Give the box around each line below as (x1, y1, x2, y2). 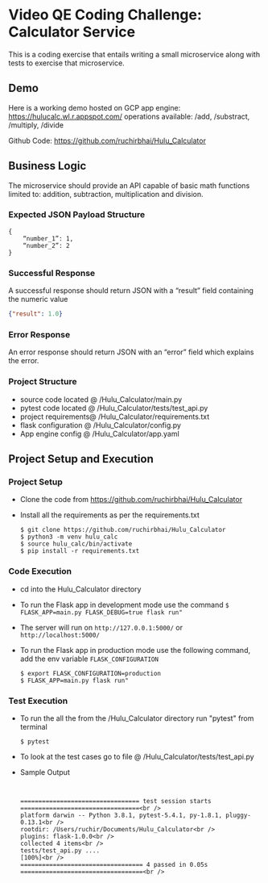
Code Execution (8, 566, 72, 577)
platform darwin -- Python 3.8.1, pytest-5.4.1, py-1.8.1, (19, 811, 223, 819)
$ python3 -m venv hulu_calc (19, 533, 118, 542)
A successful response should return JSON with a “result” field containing (8, 286, 254, 295)
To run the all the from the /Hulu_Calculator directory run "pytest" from (19, 713, 254, 723)
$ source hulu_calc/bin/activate (19, 540, 133, 548)
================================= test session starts (19, 797, 212, 805)
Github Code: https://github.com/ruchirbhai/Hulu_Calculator (8, 136, 207, 145)
